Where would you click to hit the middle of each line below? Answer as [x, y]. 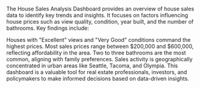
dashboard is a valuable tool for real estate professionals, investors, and [97, 72]
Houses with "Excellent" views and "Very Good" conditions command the [98, 40]
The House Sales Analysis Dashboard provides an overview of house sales [100, 9]
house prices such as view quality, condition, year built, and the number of [100, 22]
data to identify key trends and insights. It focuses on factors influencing [97, 15]
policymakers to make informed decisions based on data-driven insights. [98, 79]
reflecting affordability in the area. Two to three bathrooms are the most [96, 53]
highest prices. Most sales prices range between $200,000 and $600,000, [100, 46]
